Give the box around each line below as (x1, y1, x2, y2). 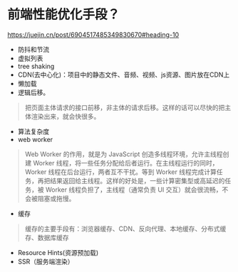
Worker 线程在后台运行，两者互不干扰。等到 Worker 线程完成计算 (24, 168, 217, 176)
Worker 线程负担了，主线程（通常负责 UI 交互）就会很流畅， (45, 185, 222, 194)
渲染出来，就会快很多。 (31, 111, 100, 121)
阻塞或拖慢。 (37, 194, 76, 202)
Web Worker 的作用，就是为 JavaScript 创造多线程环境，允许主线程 (24, 150, 223, 158)
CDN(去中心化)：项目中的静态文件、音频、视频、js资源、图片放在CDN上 (17, 70, 230, 79)
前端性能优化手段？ (7, 6, 120, 23)
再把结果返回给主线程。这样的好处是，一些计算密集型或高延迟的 (37, 176, 225, 185)
